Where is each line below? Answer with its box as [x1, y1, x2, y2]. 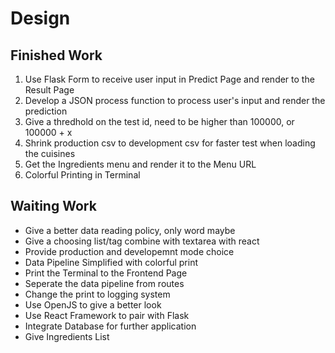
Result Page [24, 84, 75, 96]
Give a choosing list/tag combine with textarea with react [24, 235, 260, 247]
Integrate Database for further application [24, 320, 197, 332]
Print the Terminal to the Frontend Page [24, 267, 188, 279]
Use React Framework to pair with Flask [24, 309, 190, 321]
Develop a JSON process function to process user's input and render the [24, 95, 326, 106]
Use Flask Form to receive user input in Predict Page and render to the [24, 73, 315, 85]
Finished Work [10, 47, 103, 64]
